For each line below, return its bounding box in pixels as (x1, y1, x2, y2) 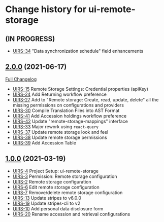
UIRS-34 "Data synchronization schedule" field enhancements (12, 48, 144, 54)
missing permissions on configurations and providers (12, 102, 124, 108)
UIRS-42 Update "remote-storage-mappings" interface (12, 118, 128, 124)
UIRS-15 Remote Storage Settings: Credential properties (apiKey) (12, 86, 148, 92)
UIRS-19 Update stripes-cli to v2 (12, 200, 80, 206)
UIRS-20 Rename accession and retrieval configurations (12, 211, 130, 217)
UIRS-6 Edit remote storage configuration (12, 184, 100, 190)
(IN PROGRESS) (5, 34, 55, 43)
